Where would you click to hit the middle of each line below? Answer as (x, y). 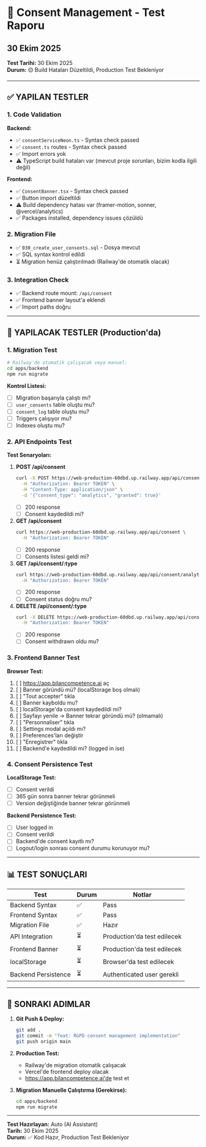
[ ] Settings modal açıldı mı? (51, 728)
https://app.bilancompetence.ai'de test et (77, 1078)
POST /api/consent (41, 467)
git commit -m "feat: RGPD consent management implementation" (98, 1036)
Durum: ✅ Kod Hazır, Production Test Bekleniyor (68, 1137)
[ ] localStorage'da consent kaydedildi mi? (68, 709)
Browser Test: (25, 671)
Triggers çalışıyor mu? (44, 418)
